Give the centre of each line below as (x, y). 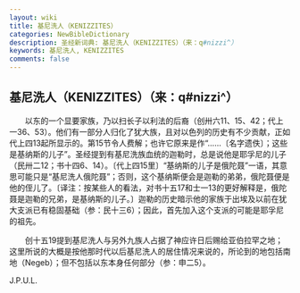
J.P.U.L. (23, 280)
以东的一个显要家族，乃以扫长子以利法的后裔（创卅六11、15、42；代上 (154, 121)
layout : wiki (33, 17)
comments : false (39, 59)
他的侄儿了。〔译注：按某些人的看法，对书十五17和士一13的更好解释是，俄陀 (148, 188)
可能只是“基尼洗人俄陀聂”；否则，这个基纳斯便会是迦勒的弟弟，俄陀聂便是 (153, 176)
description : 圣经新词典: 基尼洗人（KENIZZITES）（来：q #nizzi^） (124, 42)
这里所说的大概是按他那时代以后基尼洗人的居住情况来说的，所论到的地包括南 (150, 251)
